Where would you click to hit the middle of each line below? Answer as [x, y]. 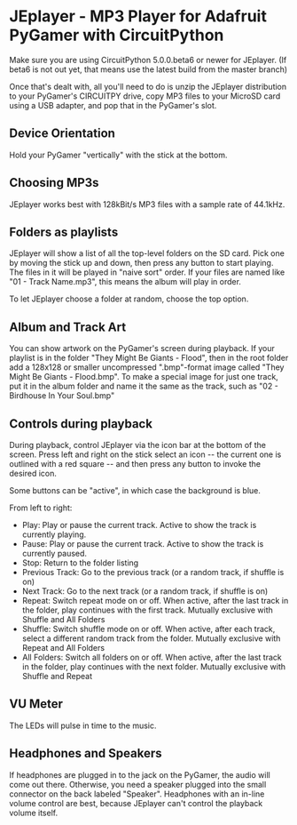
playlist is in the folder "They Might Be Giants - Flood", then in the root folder [149, 358]
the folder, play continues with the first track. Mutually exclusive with [147, 610]
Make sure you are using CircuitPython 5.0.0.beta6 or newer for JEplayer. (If [148, 60]
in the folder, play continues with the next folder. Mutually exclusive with [154, 667]
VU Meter [36, 704]
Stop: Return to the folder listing [80, 563]
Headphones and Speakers [86, 753]
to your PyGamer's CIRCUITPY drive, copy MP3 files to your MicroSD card [145, 96]
